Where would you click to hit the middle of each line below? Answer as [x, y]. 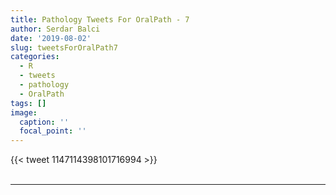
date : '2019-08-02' [51, 38]
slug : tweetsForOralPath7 [64, 47]
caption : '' [44, 122]
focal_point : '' [53, 131]
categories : [35, 57]
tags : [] [28, 103]
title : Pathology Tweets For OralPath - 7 [100, 19]
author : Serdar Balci [55, 29]
